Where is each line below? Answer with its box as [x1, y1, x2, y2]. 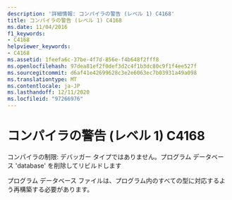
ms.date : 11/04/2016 [7, 23, 68, 30]
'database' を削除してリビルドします [15, 161, 122, 170]
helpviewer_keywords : [7, 43, 71, 50]
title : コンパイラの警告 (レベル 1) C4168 [7, 17, 122, 24]
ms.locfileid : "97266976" [7, 96, 83, 103]
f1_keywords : [7, 30, 46, 37]
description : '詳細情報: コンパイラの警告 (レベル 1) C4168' [7, 10, 175, 18]
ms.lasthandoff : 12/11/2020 [7, 89, 90, 96]
